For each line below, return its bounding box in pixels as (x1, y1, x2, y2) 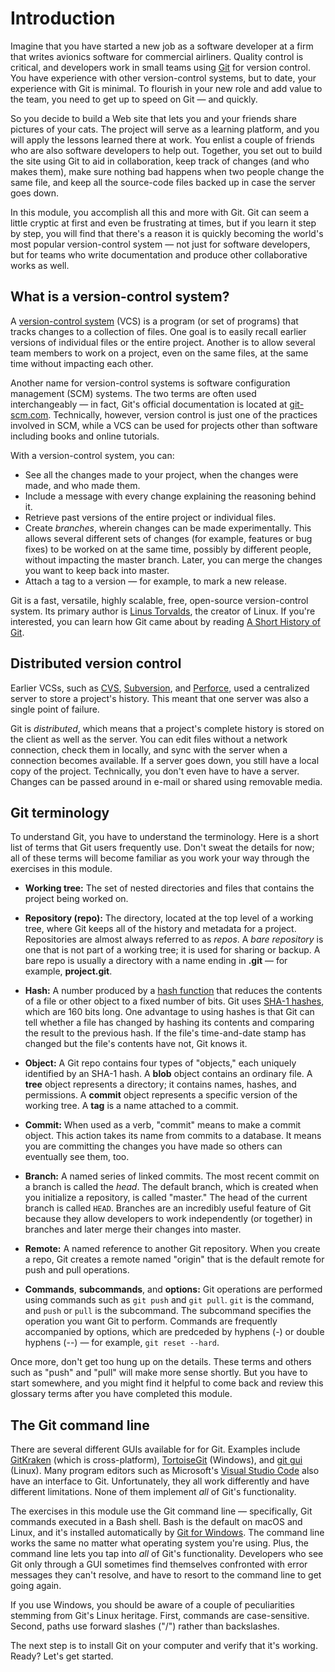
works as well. (10, 259, 70, 271)
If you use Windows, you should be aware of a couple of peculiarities (10, 1599, 295, 1611)
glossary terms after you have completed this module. (10, 1388, 233, 1400)
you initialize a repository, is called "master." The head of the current (24, 1192, 308, 1204)
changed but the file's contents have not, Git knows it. (24, 1038, 248, 1050)
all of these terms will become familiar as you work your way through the (10, 852, 310, 864)
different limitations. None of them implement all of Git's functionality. (10, 1486, 297, 1498)
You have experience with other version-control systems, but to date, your (10, 72, 317, 84)
